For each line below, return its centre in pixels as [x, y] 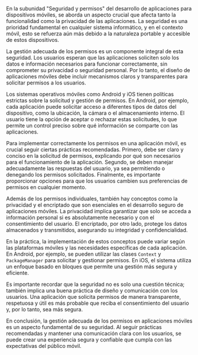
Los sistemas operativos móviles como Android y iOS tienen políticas [90, 94]
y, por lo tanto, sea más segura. [45, 309]
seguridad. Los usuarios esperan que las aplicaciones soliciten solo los [92, 58]
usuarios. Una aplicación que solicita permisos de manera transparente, [94, 297]
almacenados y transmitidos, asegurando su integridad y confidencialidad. [97, 230]
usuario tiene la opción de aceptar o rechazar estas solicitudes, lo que [92, 119]
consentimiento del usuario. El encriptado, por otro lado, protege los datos [97, 224]
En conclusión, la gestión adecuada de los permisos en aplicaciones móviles [99, 321]
